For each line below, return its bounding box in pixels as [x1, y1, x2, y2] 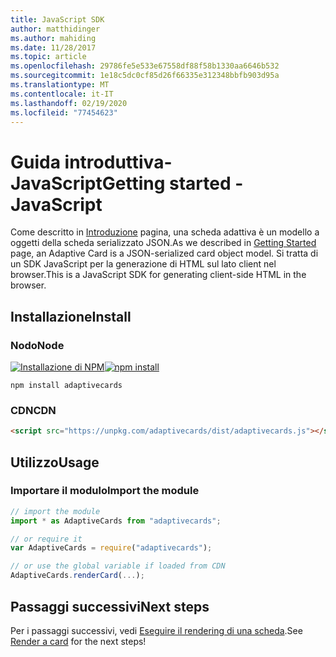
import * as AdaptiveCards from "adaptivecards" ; [10, 516, 222, 526]
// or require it [10, 534, 83, 544]
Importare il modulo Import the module [10, 484, 200, 498]
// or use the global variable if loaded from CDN [10, 561, 226, 571]
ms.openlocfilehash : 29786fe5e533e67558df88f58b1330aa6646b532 [10, 61, 280, 71]
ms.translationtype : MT [10, 80, 110, 90]
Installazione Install [10, 308, 132, 325]
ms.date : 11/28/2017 [10, 42, 97, 53]
